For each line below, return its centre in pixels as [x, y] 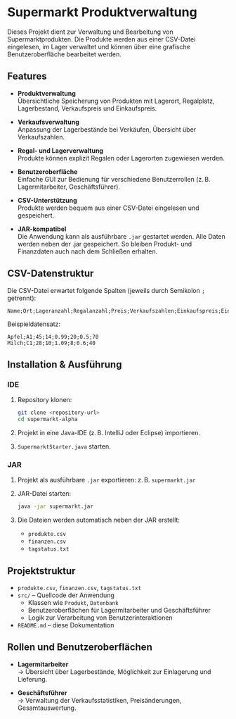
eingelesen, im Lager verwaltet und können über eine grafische [99, 46]
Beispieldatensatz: [34, 324]
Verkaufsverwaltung [48, 122]
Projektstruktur [41, 571]
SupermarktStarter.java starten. [64, 446]
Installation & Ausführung [65, 364]
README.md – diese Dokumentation [66, 625]
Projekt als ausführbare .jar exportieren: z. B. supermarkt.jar [106, 480]
